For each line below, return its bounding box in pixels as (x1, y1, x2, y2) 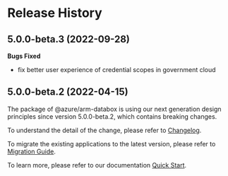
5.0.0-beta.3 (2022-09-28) (7, 33, 131, 45)
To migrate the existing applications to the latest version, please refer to (7, 139, 216, 148)
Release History (7, 5, 102, 21)
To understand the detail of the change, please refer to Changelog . (7, 126, 202, 134)
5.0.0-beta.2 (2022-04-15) (7, 86, 128, 98)
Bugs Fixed (7, 52, 41, 60)
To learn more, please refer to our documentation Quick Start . (7, 160, 187, 169)
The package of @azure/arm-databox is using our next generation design (7, 105, 222, 113)
